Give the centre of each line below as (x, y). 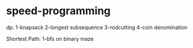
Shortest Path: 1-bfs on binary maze (50, 39)
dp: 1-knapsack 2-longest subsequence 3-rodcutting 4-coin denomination (97, 27)
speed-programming (58, 11)
